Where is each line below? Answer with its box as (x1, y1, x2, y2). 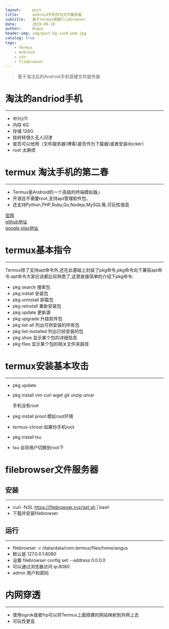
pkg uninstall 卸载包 (12, 297, 54, 303)
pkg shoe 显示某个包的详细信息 (12, 334, 77, 341)
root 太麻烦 (12, 147, 36, 153)
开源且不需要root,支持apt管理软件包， (12, 196, 91, 202)
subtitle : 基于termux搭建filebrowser (5, 17, 86, 22)
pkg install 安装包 (12, 291, 49, 297)
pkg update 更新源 (12, 309, 51, 316)
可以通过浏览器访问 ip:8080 (12, 563, 70, 569)
